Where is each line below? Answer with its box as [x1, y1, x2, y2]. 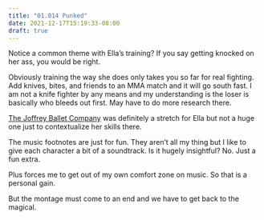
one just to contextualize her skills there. [8, 122, 142, 132]
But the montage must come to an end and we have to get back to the [8, 194, 239, 204]
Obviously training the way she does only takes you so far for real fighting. [8, 73, 254, 82]
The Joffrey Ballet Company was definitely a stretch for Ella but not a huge [8, 114, 255, 123]
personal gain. [8, 178, 56, 188]
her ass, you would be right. [8, 57, 101, 66]
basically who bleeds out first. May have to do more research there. [8, 98, 232, 108]
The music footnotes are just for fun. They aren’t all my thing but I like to [8, 138, 247, 147]
